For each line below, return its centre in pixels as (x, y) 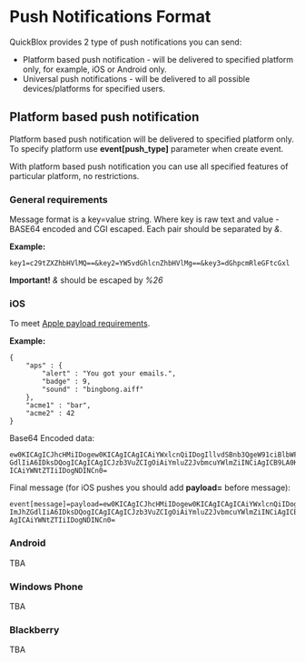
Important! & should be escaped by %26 (86, 280)
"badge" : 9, (67, 382)
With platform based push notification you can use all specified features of (149, 166)
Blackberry (34, 629)
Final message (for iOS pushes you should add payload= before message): (150, 487)
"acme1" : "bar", (59, 406)
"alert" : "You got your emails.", (109, 374)
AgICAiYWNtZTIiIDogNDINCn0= (63, 520)
